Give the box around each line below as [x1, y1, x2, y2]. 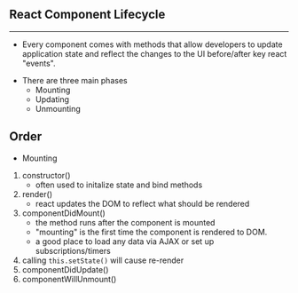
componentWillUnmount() [21, 273, 117, 284]
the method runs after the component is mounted [35, 217, 216, 227]
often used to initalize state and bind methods [35, 179, 203, 190]
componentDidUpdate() [21, 264, 109, 274]
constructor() [21, 170, 71, 180]
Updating [35, 93, 69, 105]
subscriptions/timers [35, 245, 111, 256]
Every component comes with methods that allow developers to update [21, 39, 283, 50]
